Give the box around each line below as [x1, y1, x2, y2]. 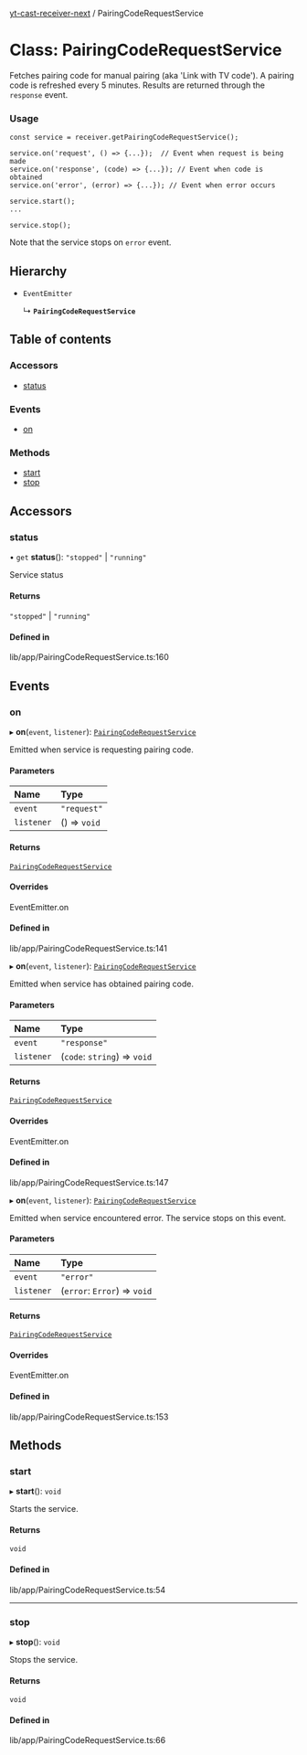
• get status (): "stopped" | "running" [9, 552, 147, 563]
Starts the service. [9, 1504, 79, 1515]
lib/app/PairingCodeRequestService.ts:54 [9, 1584, 166, 1595]
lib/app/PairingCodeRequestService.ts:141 [9, 942, 167, 953]
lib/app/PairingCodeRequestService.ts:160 [9, 652, 169, 663]
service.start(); [9, 197, 76, 207]
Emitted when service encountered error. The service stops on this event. [9, 1212, 287, 1223]
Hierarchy [9, 263, 68, 279]
